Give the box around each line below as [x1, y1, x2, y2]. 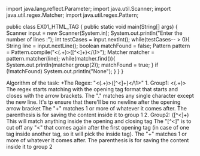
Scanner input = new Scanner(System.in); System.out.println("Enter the [6, 29, 183, 37]
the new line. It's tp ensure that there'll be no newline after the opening [6, 98, 181, 106]
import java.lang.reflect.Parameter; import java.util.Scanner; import [6, 5, 171, 12]
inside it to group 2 [6, 143, 53, 150]
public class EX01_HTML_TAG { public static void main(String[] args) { [6, 23, 178, 30]
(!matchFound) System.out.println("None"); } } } [6, 68, 124, 74]
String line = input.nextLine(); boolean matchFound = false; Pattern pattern [6, 42, 190, 49]
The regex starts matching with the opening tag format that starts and [6, 86, 178, 92]
